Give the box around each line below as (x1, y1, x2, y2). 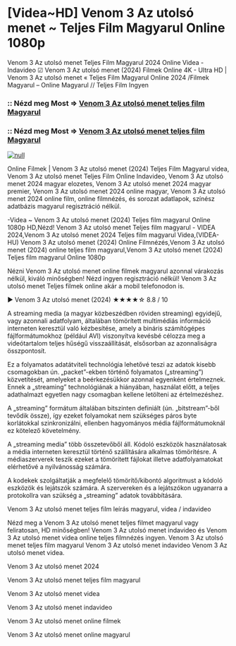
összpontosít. (7, 347, 47, 355)
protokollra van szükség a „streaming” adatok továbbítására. (7, 492, 183, 500)
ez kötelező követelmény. (7, 427, 81, 435)
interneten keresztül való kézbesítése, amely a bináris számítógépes (7, 324, 206, 333)
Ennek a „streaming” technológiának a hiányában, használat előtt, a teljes (7, 383, 220, 391)
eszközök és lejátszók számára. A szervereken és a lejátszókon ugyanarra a (7, 484, 228, 492)
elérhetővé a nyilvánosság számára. (7, 463, 112, 471)
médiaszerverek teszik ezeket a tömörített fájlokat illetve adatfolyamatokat (7, 455, 223, 463)
